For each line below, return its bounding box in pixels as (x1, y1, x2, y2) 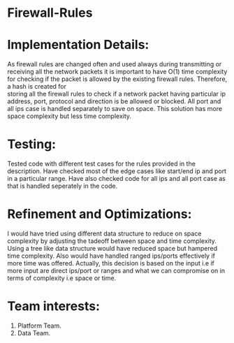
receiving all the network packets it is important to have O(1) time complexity (7, 68, 228, 76)
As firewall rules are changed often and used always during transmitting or (7, 60, 222, 68)
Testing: (7, 136, 57, 152)
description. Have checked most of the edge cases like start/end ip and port (7, 167, 227, 175)
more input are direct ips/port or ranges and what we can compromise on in (7, 267, 226, 275)
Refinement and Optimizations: (7, 206, 192, 222)
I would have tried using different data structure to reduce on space (7, 229, 202, 238)
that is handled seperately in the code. (7, 182, 118, 190)
